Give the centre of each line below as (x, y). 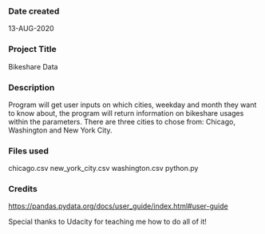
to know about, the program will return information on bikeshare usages (126, 113)
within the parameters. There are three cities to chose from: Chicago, (122, 121)
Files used (29, 151)
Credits (23, 189)
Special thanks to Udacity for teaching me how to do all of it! (108, 222)
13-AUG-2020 (31, 29)
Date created (34, 11)
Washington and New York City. (61, 130)
